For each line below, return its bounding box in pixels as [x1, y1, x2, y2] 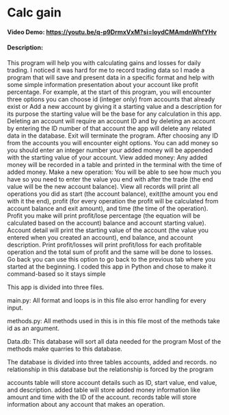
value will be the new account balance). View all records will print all [7, 182, 200, 190]
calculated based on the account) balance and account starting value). [7, 218, 206, 227]
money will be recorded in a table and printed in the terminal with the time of [7, 160, 222, 168]
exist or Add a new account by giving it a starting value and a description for [7, 102, 222, 110]
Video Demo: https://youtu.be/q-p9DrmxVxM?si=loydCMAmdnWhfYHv [7, 27, 217, 36]
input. [7, 303, 24, 312]
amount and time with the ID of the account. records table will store [7, 392, 197, 401]
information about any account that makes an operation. [7, 400, 165, 408]
